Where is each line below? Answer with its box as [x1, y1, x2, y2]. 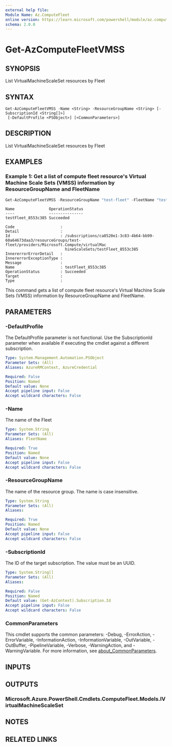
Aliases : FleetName [5, 437, 47, 442]
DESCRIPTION [5, 129, 51, 138]
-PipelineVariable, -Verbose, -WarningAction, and [28, 642, 132, 649]
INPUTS [5, 662, 31, 671]
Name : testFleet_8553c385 [5, 265, 106, 270]
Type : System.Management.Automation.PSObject [5, 356, 104, 361]
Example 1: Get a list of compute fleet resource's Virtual [5, 173, 146, 180]
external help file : [5, 7, 50, 13]
